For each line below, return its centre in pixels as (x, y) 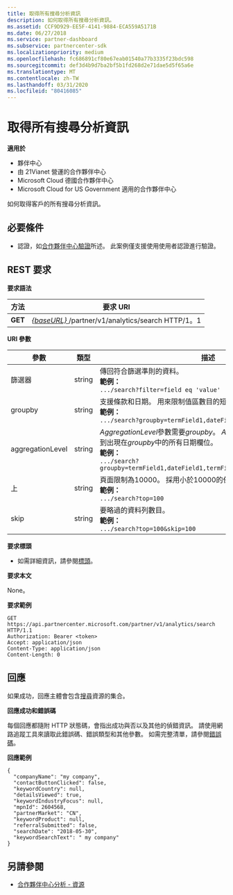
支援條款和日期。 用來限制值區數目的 (159, 402)
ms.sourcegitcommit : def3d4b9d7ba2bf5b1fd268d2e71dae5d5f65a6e (101, 65)
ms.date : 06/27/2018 (37, 33)
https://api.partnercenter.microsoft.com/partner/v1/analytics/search (111, 624)
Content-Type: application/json (54, 648)
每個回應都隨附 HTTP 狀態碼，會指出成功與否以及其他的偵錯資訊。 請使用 (112, 725)
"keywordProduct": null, (49, 819)
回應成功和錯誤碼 (32, 710)
